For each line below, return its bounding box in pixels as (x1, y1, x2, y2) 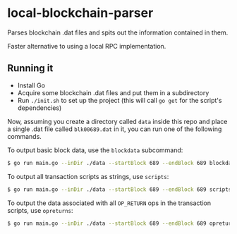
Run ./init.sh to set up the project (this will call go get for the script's (17, 96, 222, 104)
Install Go (17, 81, 46, 90)
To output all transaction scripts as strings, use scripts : (7, 172, 169, 180)
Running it (7, 62, 54, 75)
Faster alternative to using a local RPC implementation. (7, 42, 166, 50)
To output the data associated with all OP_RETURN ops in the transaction (7, 199, 212, 207)
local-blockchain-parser (7, 5, 154, 21)
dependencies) (17, 104, 62, 112)
